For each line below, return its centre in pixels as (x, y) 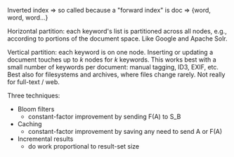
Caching (30, 124)
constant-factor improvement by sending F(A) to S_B (104, 116)
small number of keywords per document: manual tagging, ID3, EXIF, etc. (113, 67)
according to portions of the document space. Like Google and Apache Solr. (117, 39)
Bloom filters (36, 109)
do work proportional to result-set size (84, 146)
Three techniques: (34, 95)
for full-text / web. (33, 82)
